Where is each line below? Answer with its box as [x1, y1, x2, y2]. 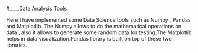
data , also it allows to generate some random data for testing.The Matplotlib [6, 29, 192, 36]
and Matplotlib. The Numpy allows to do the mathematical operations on [6, 23, 182, 29]
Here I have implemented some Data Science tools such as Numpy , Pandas [6, 16, 191, 23]
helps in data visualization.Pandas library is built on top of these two [6, 35, 173, 42]
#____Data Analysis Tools [6, 5, 67, 12]
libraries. [6, 41, 28, 48]
